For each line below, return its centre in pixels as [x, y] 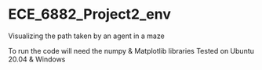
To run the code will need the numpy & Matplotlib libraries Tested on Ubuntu [131, 51]
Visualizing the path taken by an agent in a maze [86, 36]
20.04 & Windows [37, 59]
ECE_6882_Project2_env [89, 14]
